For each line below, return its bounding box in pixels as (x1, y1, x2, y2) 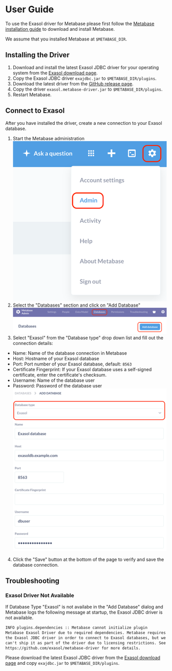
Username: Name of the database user (12, 377, 95, 383)
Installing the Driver (5, 51, 70, 59)
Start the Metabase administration (12, 135, 85, 141)
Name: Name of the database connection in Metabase (12, 350, 127, 356)
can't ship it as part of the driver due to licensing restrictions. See (5, 640, 166, 645)
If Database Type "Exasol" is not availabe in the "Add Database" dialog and (5, 603, 164, 610)
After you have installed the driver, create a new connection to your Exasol (5, 120, 162, 126)
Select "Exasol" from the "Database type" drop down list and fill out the (12, 335, 164, 341)
